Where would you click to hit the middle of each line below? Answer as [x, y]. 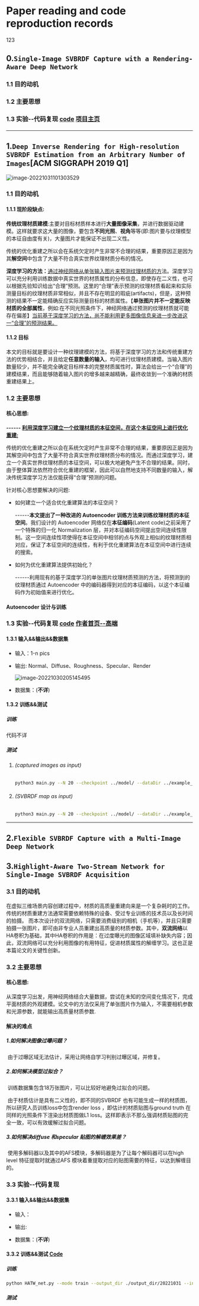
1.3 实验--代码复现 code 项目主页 [53, 119]
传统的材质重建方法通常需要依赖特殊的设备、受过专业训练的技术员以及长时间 [99, 913]
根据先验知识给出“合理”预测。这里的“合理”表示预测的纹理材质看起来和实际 [101, 286]
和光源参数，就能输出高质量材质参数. [51, 1011]
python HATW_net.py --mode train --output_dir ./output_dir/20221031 [94, 1283]
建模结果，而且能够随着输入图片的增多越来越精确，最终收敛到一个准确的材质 [99, 374]
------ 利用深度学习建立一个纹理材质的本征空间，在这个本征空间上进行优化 [97, 427]
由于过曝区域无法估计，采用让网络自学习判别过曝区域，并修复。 [85, 1057]
